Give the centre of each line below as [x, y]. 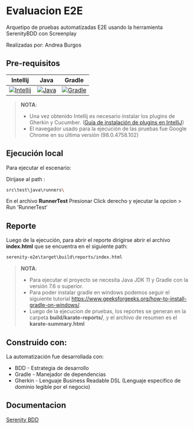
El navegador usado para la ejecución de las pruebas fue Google [108, 129]
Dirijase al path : [26, 179]
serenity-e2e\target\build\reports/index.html [64, 257]
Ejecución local [35, 154]
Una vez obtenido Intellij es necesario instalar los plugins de [102, 116]
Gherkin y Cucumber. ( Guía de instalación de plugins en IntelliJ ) [107, 122]
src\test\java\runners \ [35, 190]
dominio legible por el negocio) [52, 387]
